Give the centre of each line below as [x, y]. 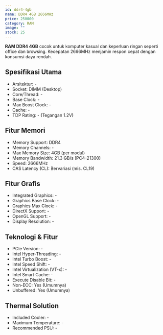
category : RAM [20, 23]
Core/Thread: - [27, 94]
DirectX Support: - [31, 211]
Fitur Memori [25, 131]
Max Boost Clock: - [32, 105]
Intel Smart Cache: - [32, 275]
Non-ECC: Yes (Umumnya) [39, 285]
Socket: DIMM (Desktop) [37, 89]
